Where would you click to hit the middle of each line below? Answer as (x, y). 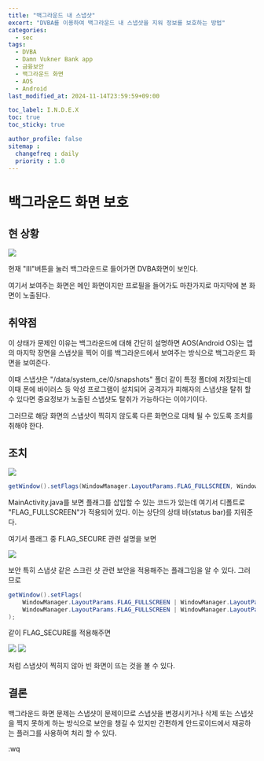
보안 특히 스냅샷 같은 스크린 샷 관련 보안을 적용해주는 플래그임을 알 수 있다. (122, 570)
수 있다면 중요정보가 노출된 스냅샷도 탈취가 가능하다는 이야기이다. (108, 399)
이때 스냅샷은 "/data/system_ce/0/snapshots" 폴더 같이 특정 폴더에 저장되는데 (130, 379)
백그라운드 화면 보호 (69, 202)
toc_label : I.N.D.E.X (44, 110)
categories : (27, 30)
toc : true (24, 118)
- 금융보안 (30, 67)
